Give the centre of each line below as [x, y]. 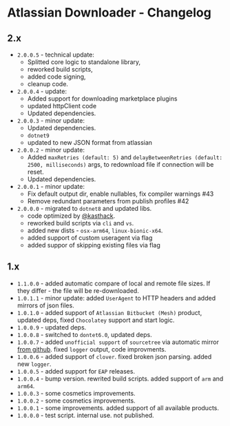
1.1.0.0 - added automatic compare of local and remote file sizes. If [114, 283]
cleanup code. [48, 84]
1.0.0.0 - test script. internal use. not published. [85, 415]
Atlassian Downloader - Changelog [109, 13]
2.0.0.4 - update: [42, 91]
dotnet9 [38, 136]
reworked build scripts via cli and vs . [81, 223]
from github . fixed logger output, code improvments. [92, 349]
